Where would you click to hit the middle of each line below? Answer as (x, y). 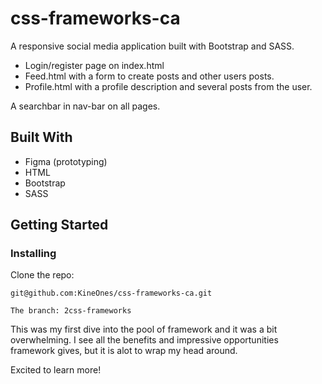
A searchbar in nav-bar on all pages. (85, 106)
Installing (33, 254)
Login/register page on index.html (94, 65)
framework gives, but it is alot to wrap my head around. (124, 351)
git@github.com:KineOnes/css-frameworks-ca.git (111, 293)
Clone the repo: (42, 275)
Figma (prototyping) (66, 161)
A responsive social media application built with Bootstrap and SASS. (152, 46)
